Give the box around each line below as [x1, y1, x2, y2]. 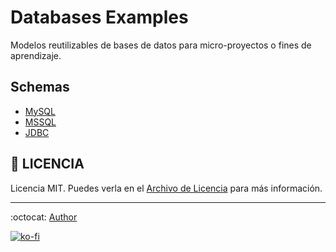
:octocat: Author [10, 211, 78, 223]
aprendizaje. [10, 49, 62, 61]
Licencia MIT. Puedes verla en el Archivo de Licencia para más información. [10, 182, 323, 194]
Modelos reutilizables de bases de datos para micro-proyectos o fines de [10, 39, 312, 51]
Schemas [10, 79, 70, 96]
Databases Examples [10, 6, 189, 29]
